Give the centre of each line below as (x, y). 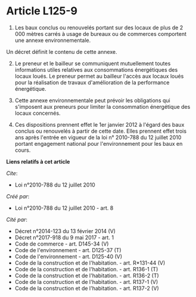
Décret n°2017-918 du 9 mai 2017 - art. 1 (64, 237)
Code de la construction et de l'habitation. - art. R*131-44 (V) (90, 263)
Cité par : (17, 219)
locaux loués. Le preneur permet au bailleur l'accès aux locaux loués (99, 76)
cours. (23, 150)
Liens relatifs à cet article (38, 161)
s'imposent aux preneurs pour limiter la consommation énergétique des (102, 106)
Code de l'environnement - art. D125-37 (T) (68, 250)
